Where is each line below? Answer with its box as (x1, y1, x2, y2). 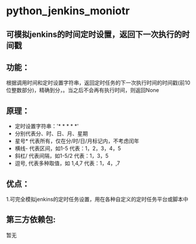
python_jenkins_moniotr (6, 4, 130, 18)
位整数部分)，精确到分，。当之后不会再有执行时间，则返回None (6, 87, 159, 94)
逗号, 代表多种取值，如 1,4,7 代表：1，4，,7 (14, 160, 121, 167)
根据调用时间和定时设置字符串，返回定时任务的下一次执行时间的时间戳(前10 (6, 79, 191, 87)
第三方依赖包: (6, 215, 56, 225)
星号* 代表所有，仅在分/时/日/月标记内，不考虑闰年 (14, 138, 140, 145)
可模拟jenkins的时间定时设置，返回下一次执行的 (6, 29, 182, 39)
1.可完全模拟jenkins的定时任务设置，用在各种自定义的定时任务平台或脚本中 (6, 196, 189, 203)
